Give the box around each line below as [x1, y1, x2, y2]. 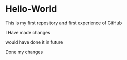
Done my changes [5, 49, 43, 55]
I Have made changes [5, 29, 50, 35]
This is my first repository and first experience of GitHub [5, 20, 122, 26]
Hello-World [5, 3, 57, 15]
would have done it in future [5, 39, 63, 45]
